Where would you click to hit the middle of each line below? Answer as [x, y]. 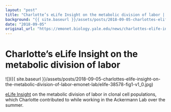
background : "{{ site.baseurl [37, 19]
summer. [15, 105]
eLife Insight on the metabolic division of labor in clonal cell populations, [81, 94]
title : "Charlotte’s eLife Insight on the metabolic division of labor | [85, 15]
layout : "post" [21, 10]
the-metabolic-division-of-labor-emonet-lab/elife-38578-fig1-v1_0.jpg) [79, 85]
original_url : [20, 29]
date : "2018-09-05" [26, 24]
